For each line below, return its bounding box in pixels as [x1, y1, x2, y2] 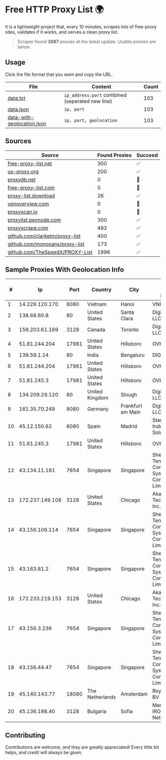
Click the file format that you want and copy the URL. [5, 71, 113, 77]
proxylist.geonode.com [7, 216, 61, 223]
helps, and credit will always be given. [5, 750, 83, 756]
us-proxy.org [7, 168, 39, 175]
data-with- [7, 114, 35, 120]
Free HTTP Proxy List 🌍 [5, 4, 104, 15]
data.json [7, 106, 29, 113]
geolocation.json [7, 120, 46, 127]
